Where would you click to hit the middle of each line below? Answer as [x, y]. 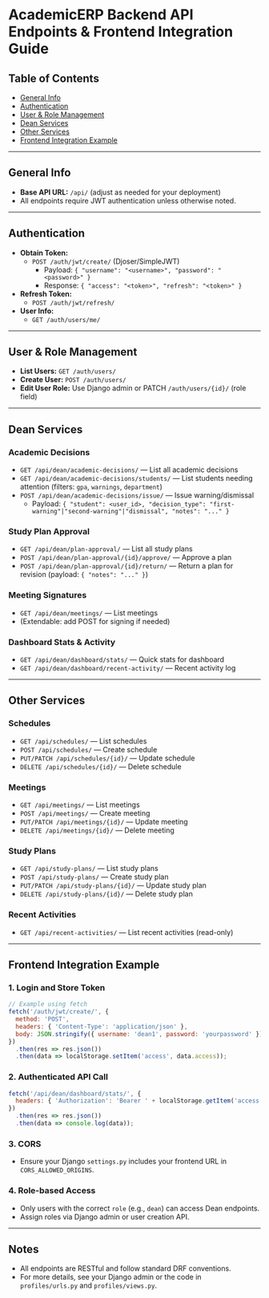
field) [28, 397]
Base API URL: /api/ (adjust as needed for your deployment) [120, 192]
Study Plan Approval [49, 532]
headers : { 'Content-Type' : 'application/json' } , [102, 1026]
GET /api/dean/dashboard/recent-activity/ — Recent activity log [128, 668]
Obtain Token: [44, 252]
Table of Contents [54, 78]
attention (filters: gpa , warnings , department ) [91, 487]
